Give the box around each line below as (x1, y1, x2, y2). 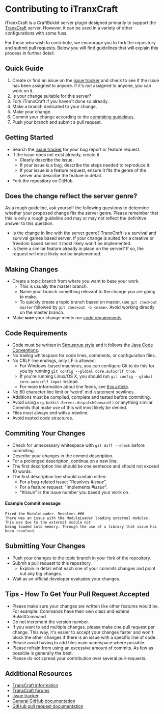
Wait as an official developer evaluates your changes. (12, 576, 121, 581)
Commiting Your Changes (5, 429, 86, 438)
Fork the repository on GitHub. (12, 178, 74, 184)
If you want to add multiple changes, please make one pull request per (12, 624, 155, 630)
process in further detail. (5, 50, 55, 56)
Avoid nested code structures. (12, 415, 74, 421)
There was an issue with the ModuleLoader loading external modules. (5, 516, 151, 521)
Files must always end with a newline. (12, 410, 89, 415)
